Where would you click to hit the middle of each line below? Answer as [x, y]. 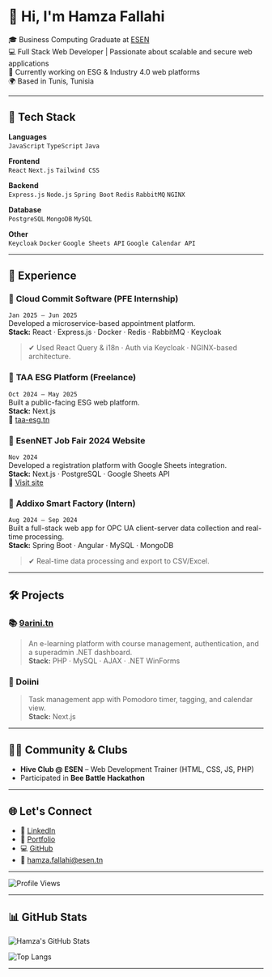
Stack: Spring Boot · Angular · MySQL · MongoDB [91, 546]
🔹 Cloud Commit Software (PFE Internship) [93, 299]
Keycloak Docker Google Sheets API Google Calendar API [102, 243]
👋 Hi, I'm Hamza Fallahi [87, 17]
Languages [28, 136]
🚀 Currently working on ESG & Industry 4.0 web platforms [104, 71]
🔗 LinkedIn [38, 830]
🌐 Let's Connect [50, 811]
